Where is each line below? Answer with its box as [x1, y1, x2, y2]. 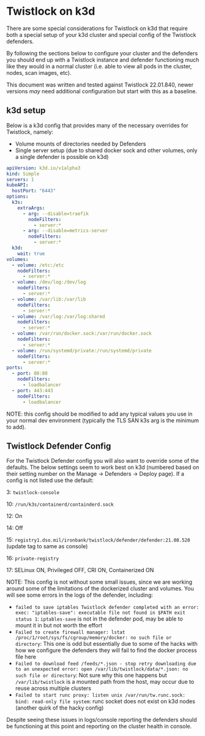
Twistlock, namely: [6, 128, 54, 136]
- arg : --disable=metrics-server [22, 228, 108, 234]
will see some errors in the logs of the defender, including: [6, 591, 153, 599]
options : [6, 193, 29, 200]
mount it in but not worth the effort [15, 622, 103, 629]
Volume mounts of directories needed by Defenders [15, 140, 146, 147]
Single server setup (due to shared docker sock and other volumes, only [15, 146, 198, 154]
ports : [6, 365, 23, 371]
